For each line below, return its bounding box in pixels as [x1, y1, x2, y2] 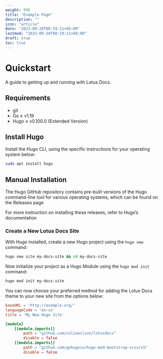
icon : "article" [5, 21, 39, 27]
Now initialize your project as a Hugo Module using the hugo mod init [5, 263, 150, 269]
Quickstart [5, 62, 51, 74]
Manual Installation [5, 175, 67, 184]
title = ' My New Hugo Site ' [5, 312, 65, 317]
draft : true [5, 36, 30, 41]
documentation [5, 215, 37, 221]
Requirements [5, 94, 50, 102]
